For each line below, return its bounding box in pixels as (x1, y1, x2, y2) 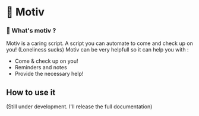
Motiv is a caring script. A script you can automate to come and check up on (6, 40, 193, 47)
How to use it (6, 87, 56, 97)
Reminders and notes (14, 64, 67, 71)
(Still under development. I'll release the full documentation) (6, 103, 153, 110)
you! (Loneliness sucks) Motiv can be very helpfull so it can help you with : (6, 46, 189, 53)
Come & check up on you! (14, 57, 78, 65)
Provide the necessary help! (14, 70, 84, 78)
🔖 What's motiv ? (6, 27, 56, 35)
